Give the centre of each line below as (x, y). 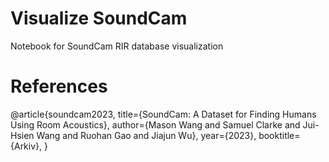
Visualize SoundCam (99, 18)
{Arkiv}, (26, 146)
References (59, 86)
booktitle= (279, 135)
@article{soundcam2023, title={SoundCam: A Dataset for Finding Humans (163, 114)
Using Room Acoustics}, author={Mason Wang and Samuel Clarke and (155, 124)
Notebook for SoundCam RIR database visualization (117, 46)
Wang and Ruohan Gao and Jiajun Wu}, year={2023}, (146, 135)
